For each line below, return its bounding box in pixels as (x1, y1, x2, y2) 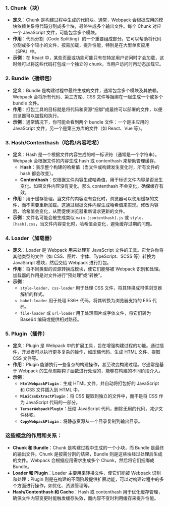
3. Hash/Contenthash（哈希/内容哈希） (5, 139, 102, 146)
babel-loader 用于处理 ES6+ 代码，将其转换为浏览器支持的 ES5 (20, 298, 151, 304)
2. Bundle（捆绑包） (5, 75, 55, 82)
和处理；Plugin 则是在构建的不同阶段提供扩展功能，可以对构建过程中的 (12, 476, 160, 482)
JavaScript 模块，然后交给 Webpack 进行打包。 (12, 260, 111, 266)
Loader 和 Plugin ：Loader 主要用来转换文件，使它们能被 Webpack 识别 (12, 470, 161, 476)
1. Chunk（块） (5, 4, 43, 11)
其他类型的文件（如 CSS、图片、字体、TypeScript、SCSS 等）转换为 (12, 253, 156, 259)
